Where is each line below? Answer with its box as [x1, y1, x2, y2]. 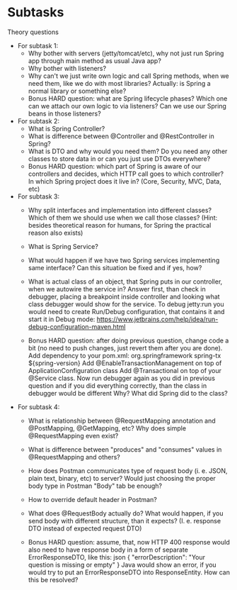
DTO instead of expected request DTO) [28, 524, 142, 533]
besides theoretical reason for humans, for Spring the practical [28, 221, 212, 229]
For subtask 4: [17, 402, 60, 411]
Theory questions [7, 28, 59, 36]
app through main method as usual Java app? [28, 56, 161, 65]
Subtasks [7, 4, 64, 21]
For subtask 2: [17, 116, 60, 125]
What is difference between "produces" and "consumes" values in [28, 445, 222, 454]
